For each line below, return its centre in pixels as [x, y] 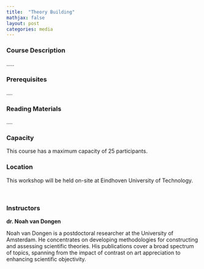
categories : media [30, 29]
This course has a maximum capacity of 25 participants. [77, 151]
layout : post [23, 23]
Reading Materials [34, 109]
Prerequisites [27, 79]
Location [20, 167]
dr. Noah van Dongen [34, 221]
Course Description [36, 51]
